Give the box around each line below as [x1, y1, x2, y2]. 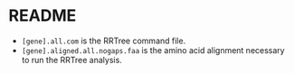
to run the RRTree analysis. [21, 54, 123, 65]
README [8, 5, 77, 26]
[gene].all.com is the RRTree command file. [21, 35, 186, 46]
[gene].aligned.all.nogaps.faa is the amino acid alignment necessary [21, 44, 286, 55]
